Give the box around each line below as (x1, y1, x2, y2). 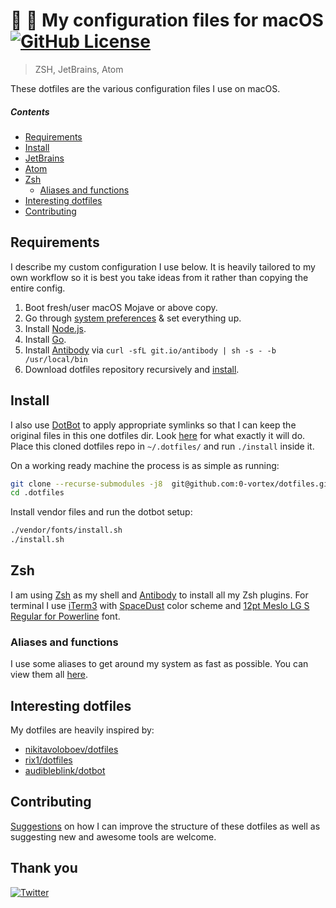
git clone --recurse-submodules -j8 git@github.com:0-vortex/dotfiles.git (10, 479, 333, 489)
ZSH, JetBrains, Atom (34, 63, 124, 75)
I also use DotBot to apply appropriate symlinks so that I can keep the (10, 419, 297, 431)
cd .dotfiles (10, 488, 65, 498)
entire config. (10, 282, 66, 294)
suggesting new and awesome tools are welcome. (10, 830, 217, 843)
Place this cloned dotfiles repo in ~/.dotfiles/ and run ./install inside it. (10, 440, 315, 452)
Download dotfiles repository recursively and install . (24, 363, 240, 375)
